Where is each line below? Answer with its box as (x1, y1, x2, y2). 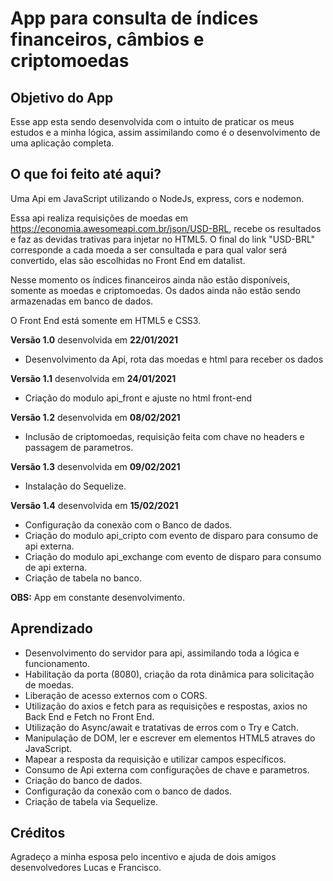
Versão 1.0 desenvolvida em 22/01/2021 (10, 333, 179, 346)
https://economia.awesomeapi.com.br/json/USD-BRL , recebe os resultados (10, 222, 322, 234)
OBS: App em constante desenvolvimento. (10, 591, 185, 603)
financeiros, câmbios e (10, 28, 205, 51)
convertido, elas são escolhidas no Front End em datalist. (10, 254, 246, 266)
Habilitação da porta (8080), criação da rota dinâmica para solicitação (24, 668, 315, 680)
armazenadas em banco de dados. (10, 295, 154, 307)
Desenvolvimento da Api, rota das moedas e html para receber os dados (24, 353, 324, 365)
